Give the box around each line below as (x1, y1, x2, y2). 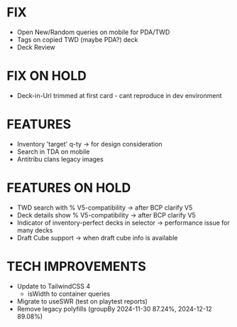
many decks (16, 225, 53, 235)
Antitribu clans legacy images (16, 154, 104, 163)
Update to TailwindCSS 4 (16, 282, 91, 290)
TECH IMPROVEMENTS (6, 258, 147, 274)
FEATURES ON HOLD (6, 180, 131, 195)
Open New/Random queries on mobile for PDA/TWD (16, 28, 170, 36)
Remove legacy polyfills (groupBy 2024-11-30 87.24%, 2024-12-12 (16, 304, 212, 313)
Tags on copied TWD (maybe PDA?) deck (16, 35, 138, 43)
